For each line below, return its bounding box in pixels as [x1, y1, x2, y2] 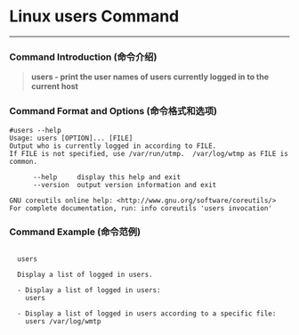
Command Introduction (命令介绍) [9, 51, 158, 63]
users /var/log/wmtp [25, 316, 101, 326]
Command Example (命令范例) [9, 225, 141, 238]
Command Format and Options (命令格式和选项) [9, 105, 218, 118]
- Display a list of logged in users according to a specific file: [17, 309, 277, 318]
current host [30, 81, 78, 92]
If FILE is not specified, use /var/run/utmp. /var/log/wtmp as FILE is [9, 149, 289, 158]
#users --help [9, 126, 62, 135]
